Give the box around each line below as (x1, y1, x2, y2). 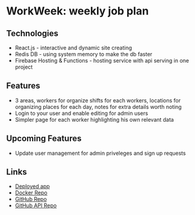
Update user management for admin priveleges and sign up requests (14, 149, 186, 157)
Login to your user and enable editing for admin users (14, 110, 149, 117)
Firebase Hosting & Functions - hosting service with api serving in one (14, 57, 190, 64)
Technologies (6, 28, 59, 39)
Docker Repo (14, 189, 48, 196)
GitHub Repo (14, 196, 47, 203)
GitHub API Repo (14, 202, 57, 209)
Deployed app (14, 182, 50, 190)
